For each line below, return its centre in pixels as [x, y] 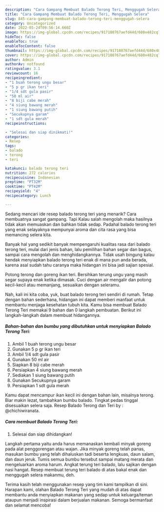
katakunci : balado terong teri [37, 168]
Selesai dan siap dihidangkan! [42, 434]
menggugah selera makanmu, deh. [40, 475]
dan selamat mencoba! [28, 505]
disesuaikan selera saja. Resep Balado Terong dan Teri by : [64, 405]
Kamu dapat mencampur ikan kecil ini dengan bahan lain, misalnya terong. [80, 395]
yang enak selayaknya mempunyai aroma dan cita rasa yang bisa [71, 229]
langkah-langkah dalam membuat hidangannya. [53, 315]
